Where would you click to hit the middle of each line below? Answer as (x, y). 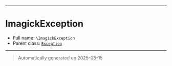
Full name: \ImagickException (44, 38)
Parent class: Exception (37, 43)
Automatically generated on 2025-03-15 (60, 58)
